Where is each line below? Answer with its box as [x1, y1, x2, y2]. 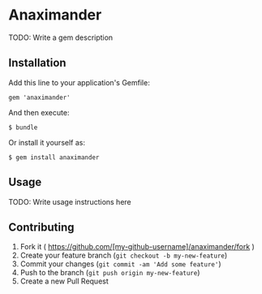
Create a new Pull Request [19, 276, 110, 286]
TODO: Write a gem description [8, 32, 114, 42]
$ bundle [8, 123, 38, 132]
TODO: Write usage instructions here [8, 197, 131, 206]
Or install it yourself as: [8, 137, 85, 147]
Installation [8, 56, 67, 70]
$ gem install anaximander [8, 153, 100, 162]
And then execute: [8, 107, 70, 117]
